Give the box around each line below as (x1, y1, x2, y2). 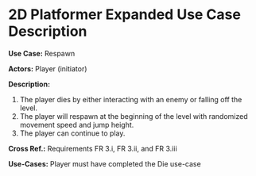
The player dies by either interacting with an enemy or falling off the (19, 94, 242, 104)
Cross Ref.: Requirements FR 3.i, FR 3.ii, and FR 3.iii (8, 143, 177, 153)
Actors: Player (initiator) (8, 63, 87, 73)
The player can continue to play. (19, 128, 126, 138)
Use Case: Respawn (8, 48, 76, 58)
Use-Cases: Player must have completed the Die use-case (8, 159, 201, 168)
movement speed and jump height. (19, 120, 134, 129)
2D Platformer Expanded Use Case (8, 6, 241, 24)
